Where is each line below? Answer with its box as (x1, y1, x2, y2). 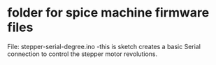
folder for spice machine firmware (7, 5, 210, 21)
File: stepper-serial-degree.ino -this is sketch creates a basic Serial (7, 42, 201, 50)
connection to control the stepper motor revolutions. (7, 50, 158, 58)
